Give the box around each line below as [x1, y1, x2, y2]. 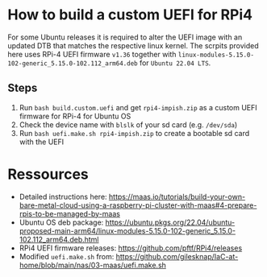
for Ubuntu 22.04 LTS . [139, 58, 211, 68]
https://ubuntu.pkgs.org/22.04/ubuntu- [105, 217, 236, 227]
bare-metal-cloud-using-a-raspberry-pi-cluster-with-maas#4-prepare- [19, 200, 257, 210]
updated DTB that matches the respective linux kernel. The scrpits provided [7, 40, 259, 50]
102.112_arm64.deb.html [19, 234, 99, 244]
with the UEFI [19, 137, 65, 147]
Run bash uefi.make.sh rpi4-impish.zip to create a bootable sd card [19, 128, 250, 138]
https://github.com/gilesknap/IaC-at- [115, 251, 239, 261]
